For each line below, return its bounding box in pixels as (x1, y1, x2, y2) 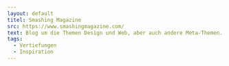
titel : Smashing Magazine (7, 16, 81, 23)
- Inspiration (13, 49, 54, 56)
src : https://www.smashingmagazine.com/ (7, 23, 125, 30)
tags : (7, 36, 23, 43)
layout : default (7, 10, 54, 17)
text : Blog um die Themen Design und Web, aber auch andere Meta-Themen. (7, 29, 223, 36)
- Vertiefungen (13, 42, 57, 49)
